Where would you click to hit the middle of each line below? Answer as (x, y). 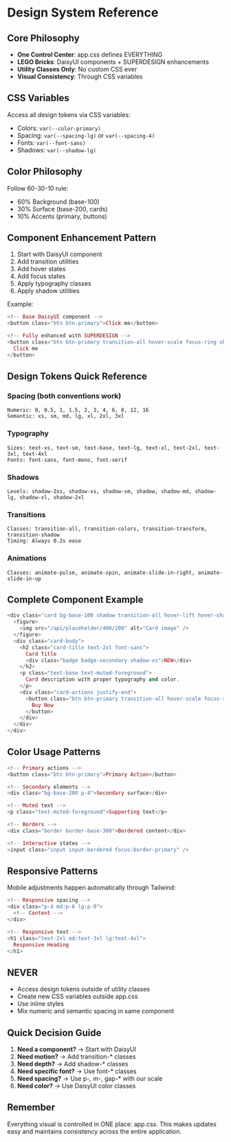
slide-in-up (24, 579)
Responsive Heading (41, 944)
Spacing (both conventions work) (64, 396)
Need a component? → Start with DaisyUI (76, 1049)
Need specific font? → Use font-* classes (77, 1071)
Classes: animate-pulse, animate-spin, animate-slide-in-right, (101, 573)
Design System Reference (83, 13)
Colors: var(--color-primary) (59, 128)
